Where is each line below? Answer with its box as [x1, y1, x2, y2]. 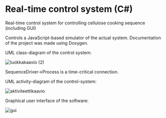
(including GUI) [5, 25, 36, 31]
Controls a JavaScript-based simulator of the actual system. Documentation [5, 35, 161, 41]
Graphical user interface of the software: [5, 98, 89, 104]
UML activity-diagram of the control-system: [5, 78, 97, 84]
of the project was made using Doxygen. [5, 40, 89, 46]
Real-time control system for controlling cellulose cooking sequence [5, 20, 146, 26]
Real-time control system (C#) [5, 3, 133, 15]
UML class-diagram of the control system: [5, 50, 92, 56]
